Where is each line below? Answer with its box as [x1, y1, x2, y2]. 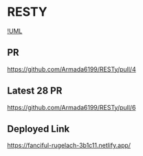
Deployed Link [7, 123, 70, 135]
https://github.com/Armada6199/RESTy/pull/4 [7, 65, 136, 73]
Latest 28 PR [7, 85, 63, 97]
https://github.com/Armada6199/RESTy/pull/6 [7, 103, 136, 111]
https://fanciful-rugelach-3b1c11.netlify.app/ [7, 142, 131, 150]
